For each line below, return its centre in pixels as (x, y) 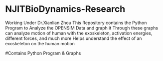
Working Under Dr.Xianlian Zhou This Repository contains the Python (76, 23)
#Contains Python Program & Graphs (43, 53)
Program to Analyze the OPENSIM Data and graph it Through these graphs (82, 28)
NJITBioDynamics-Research (65, 9)
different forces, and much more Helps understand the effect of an (74, 38)
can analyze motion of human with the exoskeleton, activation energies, (79, 33)
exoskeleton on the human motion (40, 43)
